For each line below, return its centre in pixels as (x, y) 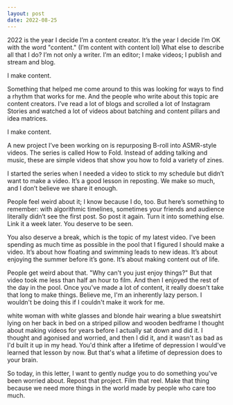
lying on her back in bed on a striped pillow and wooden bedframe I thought (115, 322)
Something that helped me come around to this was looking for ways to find (115, 89)
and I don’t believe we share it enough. (62, 188)
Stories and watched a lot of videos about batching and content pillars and (114, 111)
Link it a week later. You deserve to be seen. (70, 223)
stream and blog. (31, 62)
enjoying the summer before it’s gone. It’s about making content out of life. (113, 259)
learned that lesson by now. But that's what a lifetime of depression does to (115, 352)
